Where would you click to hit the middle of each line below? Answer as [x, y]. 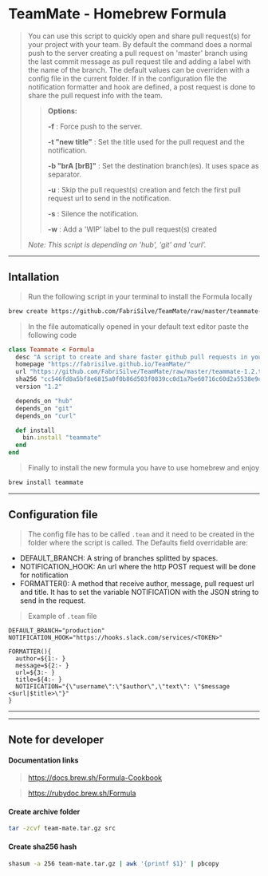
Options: [62, 111]
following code [52, 335]
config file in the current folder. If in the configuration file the [127, 78]
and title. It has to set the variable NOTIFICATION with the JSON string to [139, 592]
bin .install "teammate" [62, 438]
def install [35, 430]
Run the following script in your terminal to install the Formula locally [140, 296]
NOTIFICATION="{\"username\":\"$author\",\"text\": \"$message [122, 686]
